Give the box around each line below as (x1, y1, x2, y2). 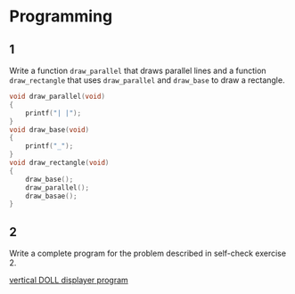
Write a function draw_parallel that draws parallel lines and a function (9, 65, 266, 76)
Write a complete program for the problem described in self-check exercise (9, 248, 287, 259)
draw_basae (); (25, 192, 78, 200)
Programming (9, 6, 113, 27)
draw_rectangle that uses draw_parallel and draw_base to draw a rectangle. (9, 75, 285, 86)
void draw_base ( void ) (9, 125, 90, 135)
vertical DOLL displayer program (9, 274, 129, 286)
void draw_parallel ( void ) (9, 92, 105, 101)
